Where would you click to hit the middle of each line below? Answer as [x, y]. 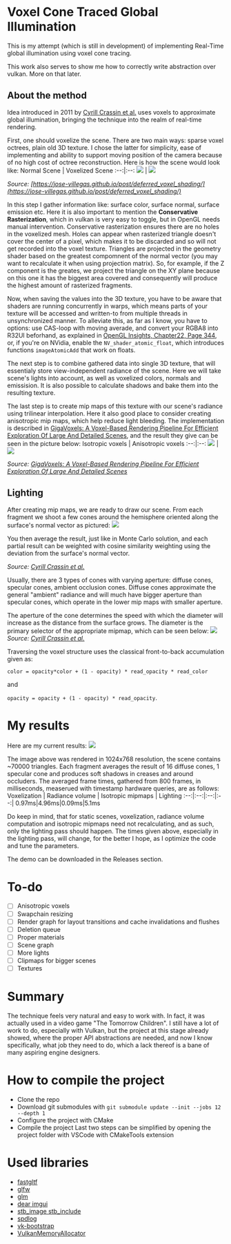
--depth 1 [31, 1113]
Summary [36, 997]
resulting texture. [31, 392]
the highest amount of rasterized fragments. [70, 285]
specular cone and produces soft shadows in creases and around [100, 773]
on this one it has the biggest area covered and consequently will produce [112, 278]
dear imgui [32, 1204]
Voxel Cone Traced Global [83, 12]
